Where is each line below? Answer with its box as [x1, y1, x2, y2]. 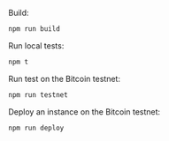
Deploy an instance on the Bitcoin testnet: [8, 106, 161, 117]
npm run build [8, 25, 61, 33]
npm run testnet [8, 90, 68, 100]
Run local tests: [8, 40, 65, 51]
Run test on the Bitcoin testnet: [8, 73, 121, 84]
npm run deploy [8, 123, 65, 132]
